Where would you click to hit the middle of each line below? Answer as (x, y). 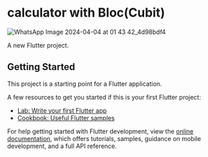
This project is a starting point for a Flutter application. (85, 84)
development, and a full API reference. (62, 146)
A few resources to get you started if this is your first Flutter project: (104, 97)
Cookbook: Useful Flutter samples (66, 118)
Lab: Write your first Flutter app (62, 110)
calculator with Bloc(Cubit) (86, 13)
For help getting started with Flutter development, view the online (101, 131)
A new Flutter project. (38, 45)
